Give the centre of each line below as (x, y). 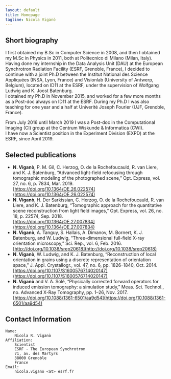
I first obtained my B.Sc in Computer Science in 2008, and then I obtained (83, 53)
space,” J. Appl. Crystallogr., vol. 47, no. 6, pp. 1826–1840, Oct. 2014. (85, 265)
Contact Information (38, 319)
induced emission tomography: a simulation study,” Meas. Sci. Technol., (88, 287)
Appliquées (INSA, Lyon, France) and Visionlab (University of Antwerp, (79, 80)
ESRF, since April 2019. (30, 139)
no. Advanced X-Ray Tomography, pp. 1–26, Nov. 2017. (70, 292)
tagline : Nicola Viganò (31, 19)
